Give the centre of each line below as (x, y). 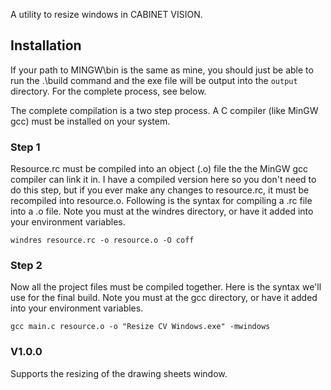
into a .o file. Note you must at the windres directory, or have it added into (162, 211)
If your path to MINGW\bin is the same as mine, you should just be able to (162, 70)
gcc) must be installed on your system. (90, 121)
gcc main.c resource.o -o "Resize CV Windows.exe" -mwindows (140, 327)
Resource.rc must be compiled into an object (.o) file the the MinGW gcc (159, 169)
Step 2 (26, 266)
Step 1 (25, 147)
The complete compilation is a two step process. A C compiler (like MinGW (164, 110)
